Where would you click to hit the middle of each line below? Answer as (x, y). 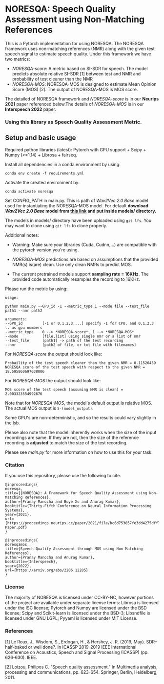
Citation (15, 465)
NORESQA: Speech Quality (61, 9)
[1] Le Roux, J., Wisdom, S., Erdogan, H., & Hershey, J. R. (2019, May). (75, 642)
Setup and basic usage (41, 138)
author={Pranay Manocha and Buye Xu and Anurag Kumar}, (63, 501)
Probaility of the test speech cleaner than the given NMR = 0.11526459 (81, 363)
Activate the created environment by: (42, 182)
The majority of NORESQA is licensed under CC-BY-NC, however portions (79, 598)
